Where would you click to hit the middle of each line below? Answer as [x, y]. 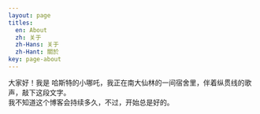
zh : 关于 [28, 37]
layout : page [30, 15]
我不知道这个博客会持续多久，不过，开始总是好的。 [91, 102]
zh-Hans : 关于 [37, 45]
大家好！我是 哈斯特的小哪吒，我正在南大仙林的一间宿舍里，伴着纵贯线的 [126, 83]
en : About [31, 30]
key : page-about [35, 60]
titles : [21, 23]
